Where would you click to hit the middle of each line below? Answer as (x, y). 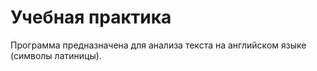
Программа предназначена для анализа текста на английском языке (158, 45)
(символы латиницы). (56, 55)
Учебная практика (91, 17)
